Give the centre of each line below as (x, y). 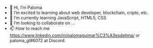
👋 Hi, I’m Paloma (26, 8)
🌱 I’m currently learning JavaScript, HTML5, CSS (58, 18)
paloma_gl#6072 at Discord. (38, 40)
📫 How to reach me (29, 28)
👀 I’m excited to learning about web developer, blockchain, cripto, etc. (79, 13)
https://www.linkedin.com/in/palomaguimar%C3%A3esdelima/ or (75, 35)
